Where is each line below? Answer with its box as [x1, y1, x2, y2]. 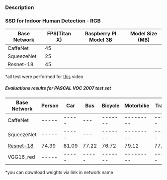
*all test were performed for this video [5, 74, 83, 80]
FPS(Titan [47, 30, 71, 37]
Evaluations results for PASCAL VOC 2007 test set [5, 85, 111, 91]
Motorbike [124, 102, 150, 109]
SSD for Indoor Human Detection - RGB [5, 17, 101, 24]
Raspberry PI [84, 30, 117, 37]
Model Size [130, 30, 158, 37]
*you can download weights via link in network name [5, 170, 113, 176]
